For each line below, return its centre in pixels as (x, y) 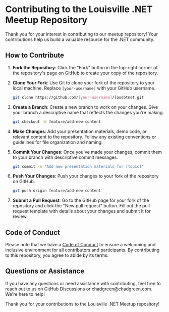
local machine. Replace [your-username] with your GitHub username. (84, 88)
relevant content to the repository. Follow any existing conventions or (84, 137)
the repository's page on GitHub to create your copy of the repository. (85, 73)
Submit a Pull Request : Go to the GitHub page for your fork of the (81, 200)
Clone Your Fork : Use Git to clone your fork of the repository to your (83, 82)
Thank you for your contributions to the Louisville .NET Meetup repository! (82, 304)
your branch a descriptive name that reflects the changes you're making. (88, 112)
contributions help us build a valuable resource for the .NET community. (80, 39)
